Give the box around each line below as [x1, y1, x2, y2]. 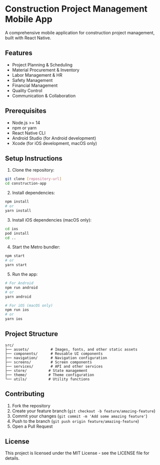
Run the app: [12, 272, 38, 277]
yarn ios [5, 317, 23, 321]
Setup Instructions [5, 154, 63, 162]
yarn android [5, 294, 32, 299]
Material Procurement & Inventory [12, 67, 80, 73]
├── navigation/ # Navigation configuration [5, 355, 108, 360]
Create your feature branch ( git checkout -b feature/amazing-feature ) [12, 408, 156, 414]
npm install [5, 199, 29, 204]
